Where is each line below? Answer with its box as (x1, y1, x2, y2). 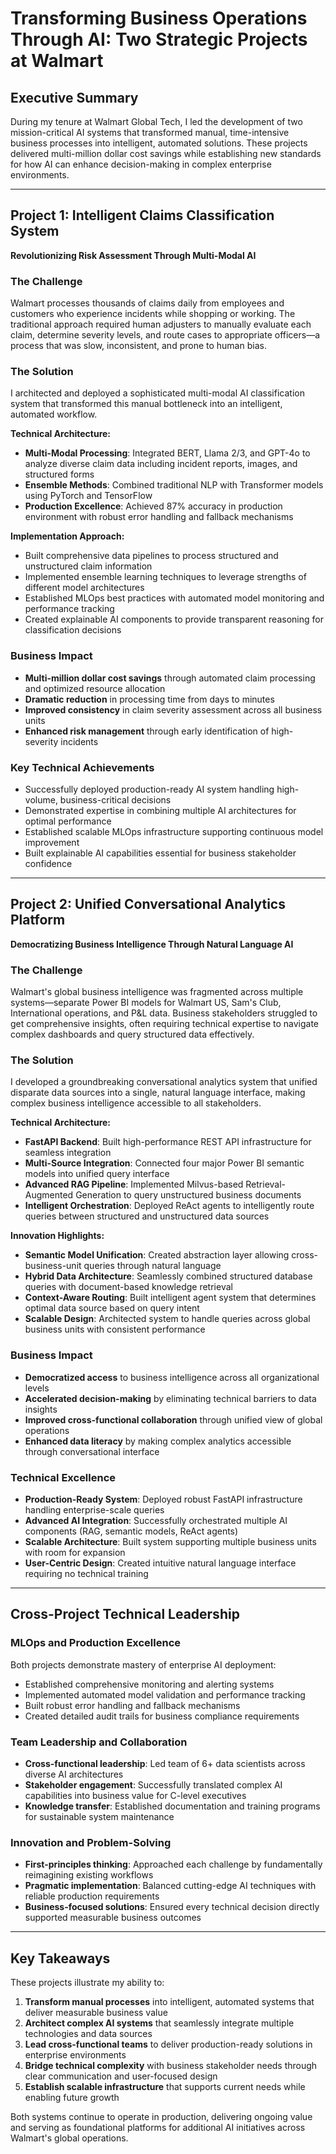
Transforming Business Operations (10, 7, 308, 30)
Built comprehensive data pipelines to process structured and (24, 550, 279, 562)
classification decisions (24, 624, 122, 636)
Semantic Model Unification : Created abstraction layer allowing (24, 1249, 290, 1261)
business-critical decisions (59, 794, 172, 806)
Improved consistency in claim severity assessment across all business (24, 703, 323, 716)
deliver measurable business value (24, 2007, 168, 2019)
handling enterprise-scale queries (24, 1504, 165, 1516)
